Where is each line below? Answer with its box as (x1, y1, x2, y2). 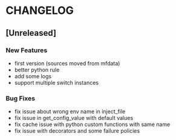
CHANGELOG (5, 4, 74, 18)
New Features (5, 46, 48, 55)
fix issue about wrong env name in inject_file (14, 108, 126, 115)
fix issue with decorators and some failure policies (14, 127, 140, 135)
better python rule (14, 66, 60, 73)
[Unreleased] (5, 28, 57, 38)
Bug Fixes (5, 94, 36, 102)
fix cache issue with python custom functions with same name (14, 121, 171, 128)
